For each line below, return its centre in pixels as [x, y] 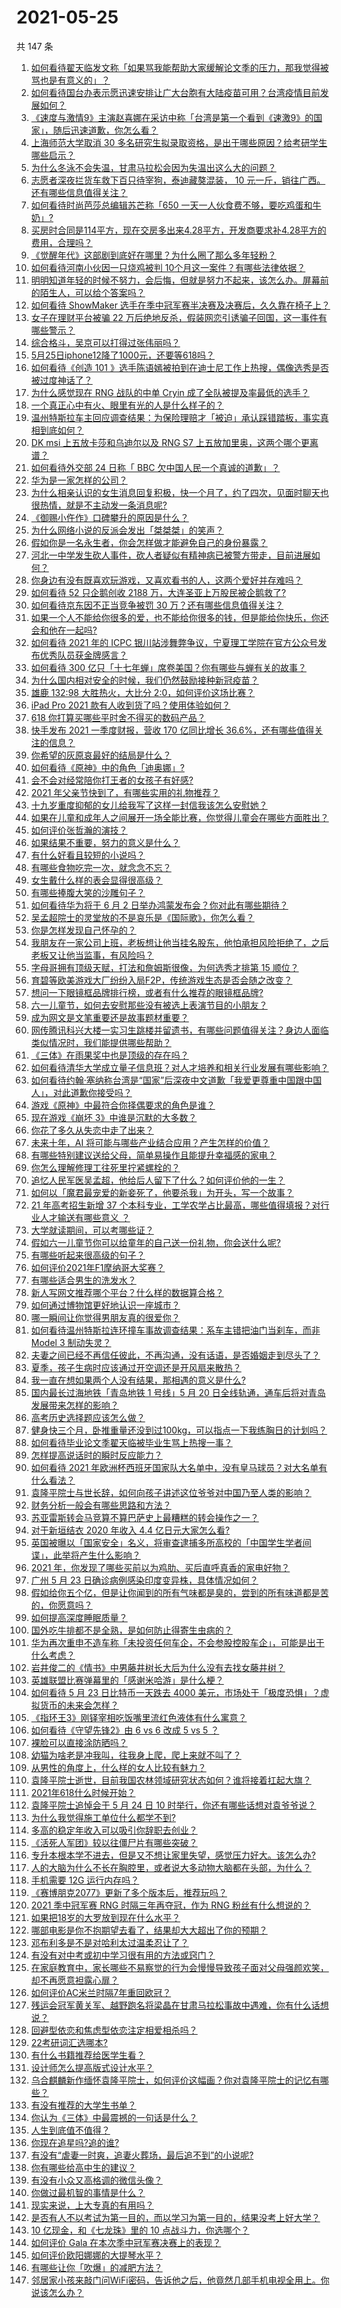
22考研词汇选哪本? [69, 2042]
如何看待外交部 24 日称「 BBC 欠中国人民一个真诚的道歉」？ [155, 467]
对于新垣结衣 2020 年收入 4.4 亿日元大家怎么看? [130, 1530]
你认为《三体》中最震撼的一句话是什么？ [114, 2117]
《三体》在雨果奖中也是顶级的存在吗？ [109, 1055]
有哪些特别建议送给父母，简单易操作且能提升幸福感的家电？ [153, 1155]
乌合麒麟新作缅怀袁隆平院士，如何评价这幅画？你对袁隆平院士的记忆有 [175, 2080]
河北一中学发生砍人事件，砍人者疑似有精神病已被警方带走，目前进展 [171, 555]
